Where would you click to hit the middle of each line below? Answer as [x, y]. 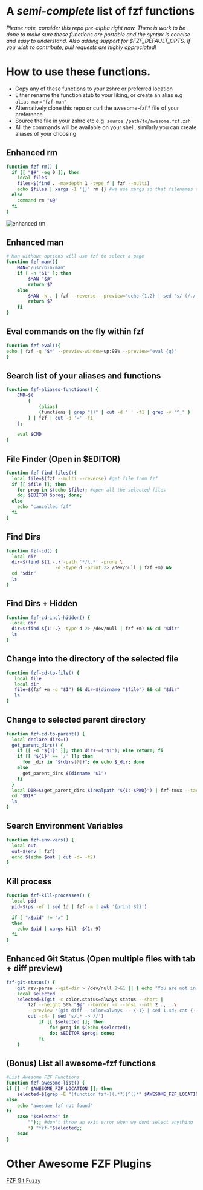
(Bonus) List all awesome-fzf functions [81, 1063]
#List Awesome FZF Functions [43, 1077]
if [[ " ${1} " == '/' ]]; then [55, 757]
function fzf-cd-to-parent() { [46, 734]
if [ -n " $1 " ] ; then [44, 273]
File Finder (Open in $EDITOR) [63, 459]
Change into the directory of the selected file [92, 659]
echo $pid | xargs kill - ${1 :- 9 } [59, 929]
